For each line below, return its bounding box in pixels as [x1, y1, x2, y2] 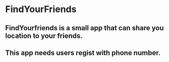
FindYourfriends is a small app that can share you [5, 24, 164, 32]
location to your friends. [5, 31, 83, 40]
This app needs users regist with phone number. [5, 48, 161, 57]
